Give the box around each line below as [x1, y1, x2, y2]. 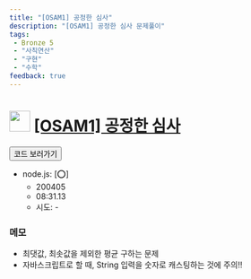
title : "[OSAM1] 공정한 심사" [9, 13, 113, 22]
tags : [9, 30, 30, 39]
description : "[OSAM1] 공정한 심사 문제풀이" [9, 22, 166, 31]
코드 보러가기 [13, 149, 58, 159]
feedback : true [9, 72, 66, 81]
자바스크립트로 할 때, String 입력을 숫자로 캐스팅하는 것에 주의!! [22, 259, 243, 270]
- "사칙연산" [13, 47, 55, 56]
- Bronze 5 [13, 38, 54, 48]
